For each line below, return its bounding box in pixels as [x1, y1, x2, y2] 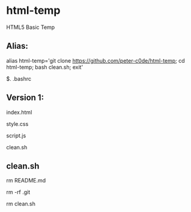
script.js [6, 132, 26, 139]
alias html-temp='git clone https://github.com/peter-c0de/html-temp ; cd [6, 57, 185, 64]
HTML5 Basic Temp [6, 23, 55, 31]
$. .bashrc [6, 75, 32, 82]
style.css [6, 120, 29, 127]
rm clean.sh [6, 200, 36, 208]
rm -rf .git [6, 189, 31, 196]
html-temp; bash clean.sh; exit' [6, 63, 83, 70]
